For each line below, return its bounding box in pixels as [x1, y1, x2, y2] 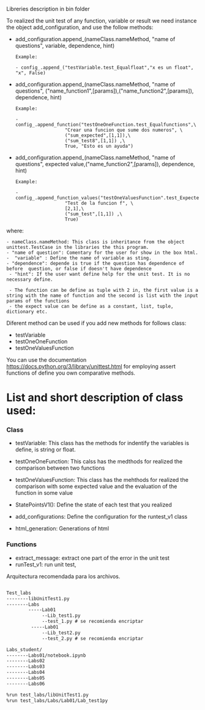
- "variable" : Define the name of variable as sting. [6, 255, 152, 261]
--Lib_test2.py [42, 630, 81, 636]
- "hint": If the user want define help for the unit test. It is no [9, 271, 190, 277]
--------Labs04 [6, 670, 45, 676]
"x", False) [15, 70, 46, 76]
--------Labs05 [6, 675, 45, 681]
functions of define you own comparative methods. [6, 369, 136, 376]
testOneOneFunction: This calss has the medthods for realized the [15, 458, 183, 465]
